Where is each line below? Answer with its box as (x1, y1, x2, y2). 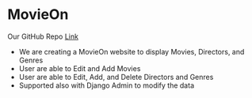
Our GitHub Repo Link (7, 32, 78, 41)
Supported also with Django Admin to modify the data (18, 81, 195, 90)
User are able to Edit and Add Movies (18, 63, 141, 73)
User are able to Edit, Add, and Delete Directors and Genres (18, 72, 214, 81)
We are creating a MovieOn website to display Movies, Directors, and (18, 47, 245, 56)
